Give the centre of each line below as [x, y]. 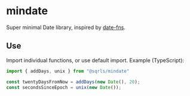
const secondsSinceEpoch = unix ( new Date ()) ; [64, 87]
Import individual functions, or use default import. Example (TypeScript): [95, 60]
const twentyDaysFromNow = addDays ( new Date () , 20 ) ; [73, 82]
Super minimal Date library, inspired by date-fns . [66, 27]
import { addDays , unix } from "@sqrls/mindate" [68, 71]
